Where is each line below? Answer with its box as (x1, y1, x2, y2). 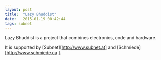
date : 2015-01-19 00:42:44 (5, 16, 66, 21)
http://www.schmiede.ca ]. (6, 50, 61, 56)
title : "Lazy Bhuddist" (5, 12, 57, 17)
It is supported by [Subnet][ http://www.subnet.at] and (5, 44, 116, 50)
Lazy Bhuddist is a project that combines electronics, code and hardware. (5, 35, 157, 41)
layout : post (5, 7, 32, 12)
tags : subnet (5, 21, 32, 26)
